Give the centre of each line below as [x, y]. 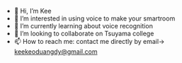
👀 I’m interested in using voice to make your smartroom [95, 18]
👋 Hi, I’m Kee [33, 11]
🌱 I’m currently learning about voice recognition [84, 26]
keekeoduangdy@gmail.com [56, 52]
